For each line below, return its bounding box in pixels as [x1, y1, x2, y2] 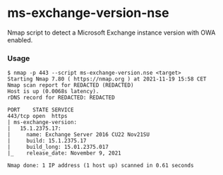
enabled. [7, 35, 33, 44]
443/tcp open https [7, 113, 68, 120]
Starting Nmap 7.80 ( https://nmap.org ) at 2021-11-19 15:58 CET [7, 76, 207, 83]
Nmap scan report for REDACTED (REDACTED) [7, 82, 134, 89]
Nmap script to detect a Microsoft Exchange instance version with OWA [7, 28, 216, 37]
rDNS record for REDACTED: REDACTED [7, 94, 115, 102]
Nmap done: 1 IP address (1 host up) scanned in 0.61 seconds [7, 162, 194, 169]
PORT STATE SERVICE [7, 107, 74, 114]
